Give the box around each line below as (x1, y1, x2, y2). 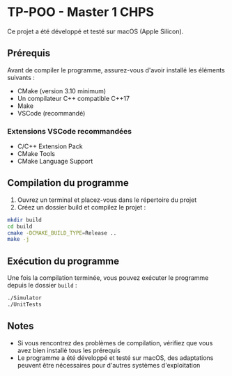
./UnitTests (7, 301, 42, 308)
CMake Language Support (17, 157, 93, 166)
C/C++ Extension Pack (17, 142, 83, 150)
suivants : (7, 73, 35, 81)
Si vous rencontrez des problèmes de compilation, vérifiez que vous (17, 338, 213, 347)
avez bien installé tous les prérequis (17, 346, 121, 354)
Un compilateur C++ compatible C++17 (17, 94, 130, 102)
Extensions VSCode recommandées (7, 126, 132, 136)
